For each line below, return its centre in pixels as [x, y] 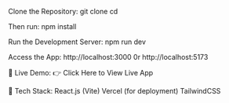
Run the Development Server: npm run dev [77, 42]
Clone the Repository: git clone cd [63, 11]
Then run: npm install [42, 26]
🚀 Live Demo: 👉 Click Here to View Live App [81, 73]
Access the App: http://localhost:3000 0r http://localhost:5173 [108, 57]
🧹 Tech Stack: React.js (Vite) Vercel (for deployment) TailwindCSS [114, 91]
